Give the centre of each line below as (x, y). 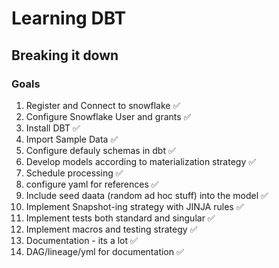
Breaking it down (65, 55)
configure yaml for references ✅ (92, 184)
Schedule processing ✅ (74, 173)
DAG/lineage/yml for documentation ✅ (104, 251)
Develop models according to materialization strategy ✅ (141, 161)
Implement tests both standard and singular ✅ (120, 218)
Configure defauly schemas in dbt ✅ (100, 150)
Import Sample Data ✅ (72, 139)
